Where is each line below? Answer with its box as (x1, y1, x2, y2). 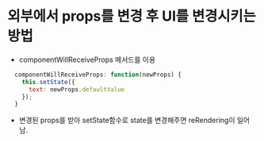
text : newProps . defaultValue (28, 85, 125, 94)
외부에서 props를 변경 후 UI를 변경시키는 (7, 7, 257, 25)
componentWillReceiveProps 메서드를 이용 (18, 55, 156, 64)
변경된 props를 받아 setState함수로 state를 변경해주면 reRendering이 (18, 116, 235, 125)
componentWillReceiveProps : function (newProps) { (14, 71, 182, 79)
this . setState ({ (21, 78, 76, 86)
